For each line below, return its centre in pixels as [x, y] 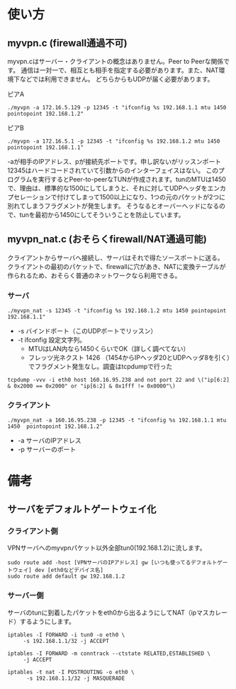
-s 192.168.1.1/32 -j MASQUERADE [75, 678]
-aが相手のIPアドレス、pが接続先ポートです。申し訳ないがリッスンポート [114, 161]
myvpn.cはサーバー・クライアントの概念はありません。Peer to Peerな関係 [116, 61]
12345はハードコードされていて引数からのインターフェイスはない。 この [113, 170]
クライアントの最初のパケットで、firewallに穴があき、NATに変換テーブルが [117, 266]
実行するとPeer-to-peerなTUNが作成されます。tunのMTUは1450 [132, 179]
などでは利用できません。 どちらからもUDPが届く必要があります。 [117, 79]
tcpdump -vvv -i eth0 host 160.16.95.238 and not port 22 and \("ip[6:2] [119, 380]
